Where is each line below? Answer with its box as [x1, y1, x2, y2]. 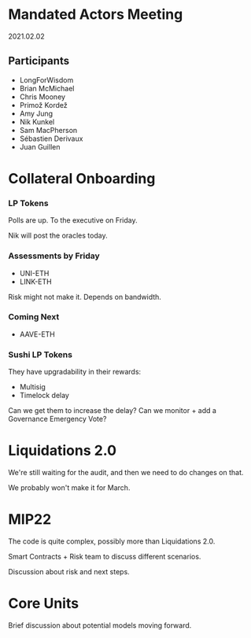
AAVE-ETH [19, 329, 55, 339]
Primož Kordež [19, 100, 68, 109]
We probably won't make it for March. [8, 483, 131, 492]
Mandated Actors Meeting [8, 6, 183, 24]
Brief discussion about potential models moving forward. [8, 620, 192, 630]
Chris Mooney [19, 92, 65, 101]
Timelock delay [19, 391, 69, 400]
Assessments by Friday [8, 250, 100, 261]
